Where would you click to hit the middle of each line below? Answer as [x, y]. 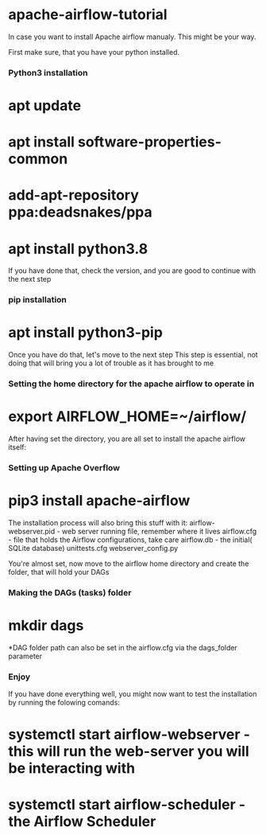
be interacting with [72, 769]
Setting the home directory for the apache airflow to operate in [131, 384]
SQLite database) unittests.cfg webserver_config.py [93, 548]
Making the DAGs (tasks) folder [70, 592]
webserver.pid [32, 531]
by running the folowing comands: [64, 703]
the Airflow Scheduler [82, 822]
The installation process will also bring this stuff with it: [98, 522]
